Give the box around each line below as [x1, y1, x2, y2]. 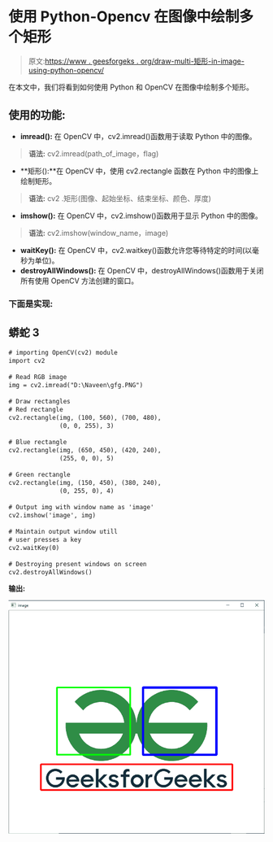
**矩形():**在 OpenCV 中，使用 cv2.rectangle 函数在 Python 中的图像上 [19, 166, 259, 176]
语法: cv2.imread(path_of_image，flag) [28, 148, 159, 159]
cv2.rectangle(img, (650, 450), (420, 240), [8, 447, 162, 455]
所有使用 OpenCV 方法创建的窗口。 [19, 276, 139, 286]
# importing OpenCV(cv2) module [8, 349, 118, 357]
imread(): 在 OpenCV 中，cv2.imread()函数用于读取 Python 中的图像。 [19, 131, 258, 141]
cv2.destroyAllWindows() [8, 569, 93, 577]
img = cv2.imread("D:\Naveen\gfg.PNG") [8, 382, 144, 390]
